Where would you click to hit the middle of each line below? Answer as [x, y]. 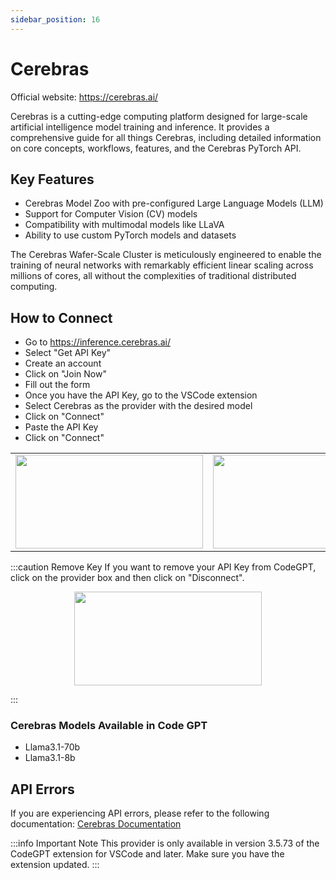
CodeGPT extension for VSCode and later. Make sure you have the [147, 854]
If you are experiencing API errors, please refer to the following [140, 813]
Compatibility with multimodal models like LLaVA [124, 225]
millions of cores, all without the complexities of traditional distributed [153, 276]
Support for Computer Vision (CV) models [111, 214]
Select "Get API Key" [68, 353]
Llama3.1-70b [52, 747]
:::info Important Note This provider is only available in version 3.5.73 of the [165, 843]
